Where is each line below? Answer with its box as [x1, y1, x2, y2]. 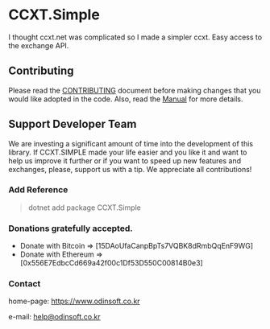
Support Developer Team [8, 117, 137, 131]
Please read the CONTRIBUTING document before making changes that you [8, 85, 261, 95]
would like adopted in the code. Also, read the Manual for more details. [8, 94, 243, 104]
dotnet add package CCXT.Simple [27, 203, 141, 212]
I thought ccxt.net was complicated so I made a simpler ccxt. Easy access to [8, 32, 263, 42]
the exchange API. [8, 40, 69, 50]
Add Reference [8, 184, 69, 195]
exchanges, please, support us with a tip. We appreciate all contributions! [8, 164, 252, 174]
